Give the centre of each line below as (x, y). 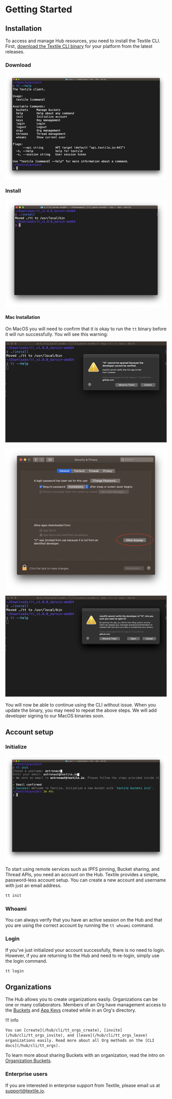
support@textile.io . (25, 1091)
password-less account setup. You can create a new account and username (86, 880)
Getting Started (39, 10)
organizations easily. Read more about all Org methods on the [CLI (80, 1041)
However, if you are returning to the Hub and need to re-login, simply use (82, 956)
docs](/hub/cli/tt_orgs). (33, 1046)
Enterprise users (26, 1074)
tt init (14, 896)
